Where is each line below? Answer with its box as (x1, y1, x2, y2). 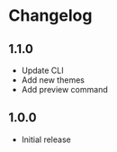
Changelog (8, 5, 93, 26)
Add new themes (21, 75, 85, 85)
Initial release (21, 134, 71, 145)
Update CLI (21, 65, 64, 76)
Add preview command (21, 85, 109, 94)
